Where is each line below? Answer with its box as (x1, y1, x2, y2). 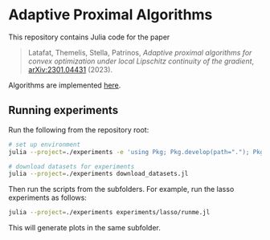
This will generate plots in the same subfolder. (8, 223, 161, 233)
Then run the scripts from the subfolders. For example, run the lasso (8, 185, 235, 194)
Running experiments (8, 104, 119, 117)
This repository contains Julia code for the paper (8, 32, 170, 42)
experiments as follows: (8, 193, 87, 202)
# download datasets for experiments (8, 162, 135, 170)
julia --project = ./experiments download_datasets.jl (8, 170, 189, 178)
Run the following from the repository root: (8, 124, 149, 134)
